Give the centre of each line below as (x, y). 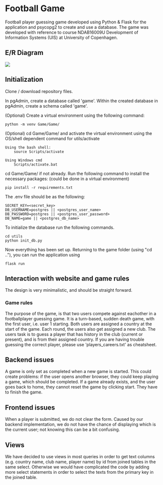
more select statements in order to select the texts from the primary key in (79, 472)
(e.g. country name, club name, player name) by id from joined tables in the (81, 462)
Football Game (35, 9)
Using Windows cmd (24, 160)
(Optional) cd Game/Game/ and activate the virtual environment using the (79, 133)
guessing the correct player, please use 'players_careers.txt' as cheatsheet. (81, 344)
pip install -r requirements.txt (39, 187)
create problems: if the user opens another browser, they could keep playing (82, 377)
